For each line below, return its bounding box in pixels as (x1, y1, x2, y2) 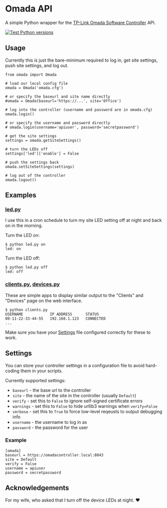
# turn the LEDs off (5, 146, 48, 152)
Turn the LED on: (5, 232, 40, 238)
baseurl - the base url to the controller (12, 387, 91, 393)
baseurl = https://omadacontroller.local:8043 (5, 452, 104, 457)
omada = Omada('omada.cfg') (5, 85, 64, 90)
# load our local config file (5, 81, 68, 86)
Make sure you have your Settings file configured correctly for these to (5, 329, 151, 335)
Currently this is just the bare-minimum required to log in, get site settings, (5, 57, 158, 63)
